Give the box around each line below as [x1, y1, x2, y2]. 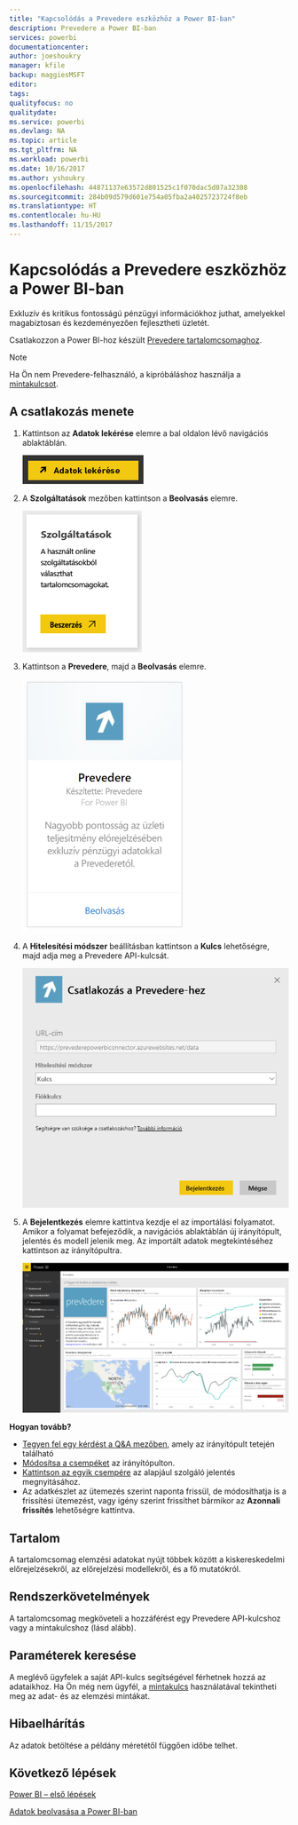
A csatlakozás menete [9, 404, 135, 419]
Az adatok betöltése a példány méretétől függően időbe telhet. [9, 1740, 238, 1750]
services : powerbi [9, 33, 77, 42]
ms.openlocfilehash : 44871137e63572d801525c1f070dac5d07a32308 [9, 183, 248, 192]
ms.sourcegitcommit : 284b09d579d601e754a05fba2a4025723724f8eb [9, 192, 248, 202]
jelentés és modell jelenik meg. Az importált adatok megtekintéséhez [21, 1235, 273, 1247]
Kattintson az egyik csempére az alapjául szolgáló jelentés [21, 1467, 236, 1478]
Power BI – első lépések [9, 1789, 97, 1800]
